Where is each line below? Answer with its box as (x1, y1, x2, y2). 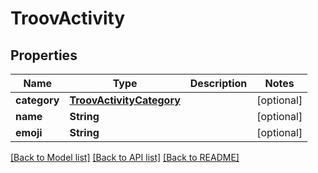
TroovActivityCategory (69, 93, 181, 107)
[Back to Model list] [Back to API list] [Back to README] (10, 152, 240, 163)
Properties (10, 47, 78, 64)
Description (189, 77, 248, 90)
